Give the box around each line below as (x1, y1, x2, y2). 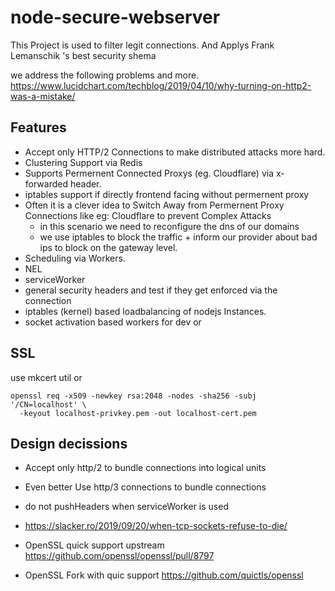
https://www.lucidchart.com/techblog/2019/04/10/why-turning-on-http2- (10, 79, 312, 91)
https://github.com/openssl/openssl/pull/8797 (24, 550, 215, 562)
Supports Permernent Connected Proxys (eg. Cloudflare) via (24, 167, 275, 179)
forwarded (24, 177, 69, 190)
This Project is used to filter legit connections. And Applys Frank (10, 39, 275, 51)
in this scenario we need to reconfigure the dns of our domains (39, 220, 300, 232)
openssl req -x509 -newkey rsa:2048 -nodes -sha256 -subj (10, 391, 257, 401)
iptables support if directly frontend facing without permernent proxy (24, 188, 310, 200)
